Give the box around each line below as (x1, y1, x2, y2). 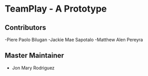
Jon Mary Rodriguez (12, 64, 55, 71)
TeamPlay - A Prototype (5, 3, 107, 15)
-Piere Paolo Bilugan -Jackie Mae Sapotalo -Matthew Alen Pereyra (5, 36, 143, 43)
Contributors (5, 23, 46, 32)
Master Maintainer (5, 51, 64, 60)
